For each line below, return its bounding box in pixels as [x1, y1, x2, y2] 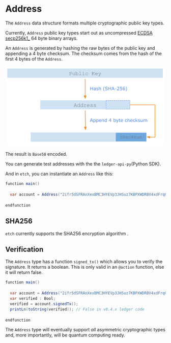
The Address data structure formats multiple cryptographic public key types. [5, 20, 164, 26]
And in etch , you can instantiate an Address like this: [5, 171, 113, 177]
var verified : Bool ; [10, 296, 56, 301]
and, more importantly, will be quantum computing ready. [5, 332, 126, 338]
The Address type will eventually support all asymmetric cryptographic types [5, 327, 165, 333]
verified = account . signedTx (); [10, 301, 79, 306]
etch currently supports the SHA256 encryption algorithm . [5, 230, 129, 237]
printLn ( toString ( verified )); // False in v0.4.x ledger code [10, 306, 145, 312]
